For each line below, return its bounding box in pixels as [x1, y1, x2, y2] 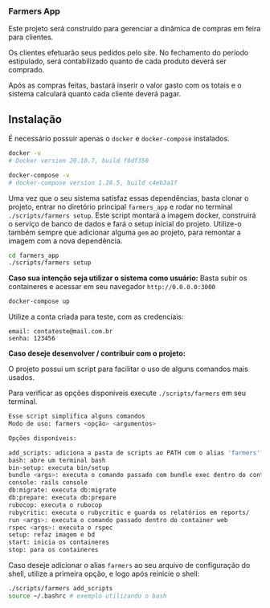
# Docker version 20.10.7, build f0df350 [8, 157, 149, 165]
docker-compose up [8, 297, 70, 306]
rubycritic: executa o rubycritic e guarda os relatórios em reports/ [8, 508, 250, 516]
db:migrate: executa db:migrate [8, 486, 117, 495]
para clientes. [8, 32, 54, 42]
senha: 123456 [8, 335, 56, 343]
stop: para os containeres [8, 546, 99, 554]
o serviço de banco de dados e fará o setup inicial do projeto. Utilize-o [8, 218, 243, 228]
